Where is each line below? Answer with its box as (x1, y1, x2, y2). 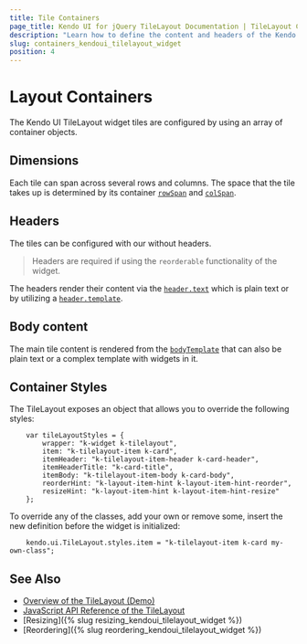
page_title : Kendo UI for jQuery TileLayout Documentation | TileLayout (9, 22, 292, 31)
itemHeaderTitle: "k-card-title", (42, 463, 174, 472)
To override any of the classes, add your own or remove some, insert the (9, 511, 283, 522)
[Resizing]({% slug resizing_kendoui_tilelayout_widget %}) (22, 615, 243, 626)
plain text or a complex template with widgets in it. (9, 353, 199, 364)
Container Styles (9, 379, 108, 395)
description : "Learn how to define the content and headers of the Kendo (9, 30, 297, 39)
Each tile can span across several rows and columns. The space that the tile (9, 177, 295, 188)
